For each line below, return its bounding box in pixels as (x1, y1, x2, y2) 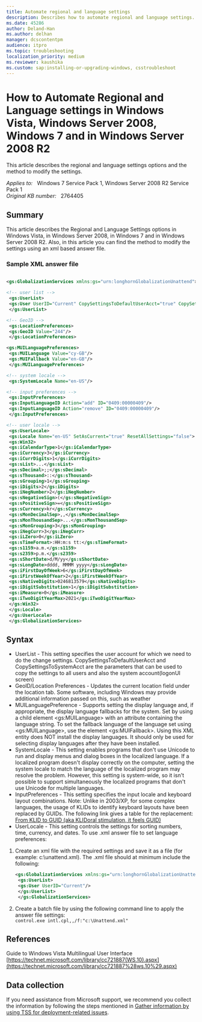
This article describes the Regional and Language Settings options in (6, 226, 177, 233)
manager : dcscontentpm (6, 37, 63, 43)
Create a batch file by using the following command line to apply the (14, 905, 185, 912)
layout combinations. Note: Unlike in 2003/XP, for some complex (14, 797, 176, 804)
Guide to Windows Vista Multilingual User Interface (6, 950, 133, 957)
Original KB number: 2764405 (6, 192, 84, 200)
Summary (6, 210, 44, 220)
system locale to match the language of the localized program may (14, 765, 180, 773)
